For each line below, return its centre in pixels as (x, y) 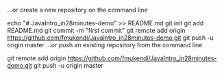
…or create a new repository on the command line (78, 10)
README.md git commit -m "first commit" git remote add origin (96, 30)
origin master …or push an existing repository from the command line (105, 45)
